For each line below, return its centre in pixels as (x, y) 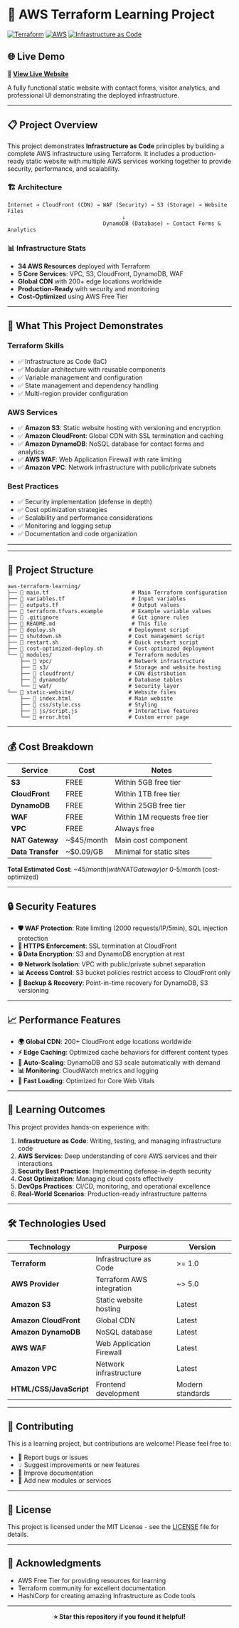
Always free (135, 829)
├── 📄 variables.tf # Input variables (97, 599)
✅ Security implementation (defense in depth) (85, 502)
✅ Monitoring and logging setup (64, 526)
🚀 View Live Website (38, 73)
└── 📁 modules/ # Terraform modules (99, 655)
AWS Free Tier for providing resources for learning (92, 1580)
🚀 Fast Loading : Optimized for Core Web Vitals (86, 1080)
